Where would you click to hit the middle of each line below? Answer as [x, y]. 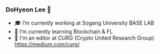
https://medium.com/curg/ [47, 44]
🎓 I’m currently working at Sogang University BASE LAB [84, 23]
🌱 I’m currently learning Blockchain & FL [64, 32]
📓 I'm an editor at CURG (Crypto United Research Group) [84, 38]
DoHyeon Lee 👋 [28, 10]
